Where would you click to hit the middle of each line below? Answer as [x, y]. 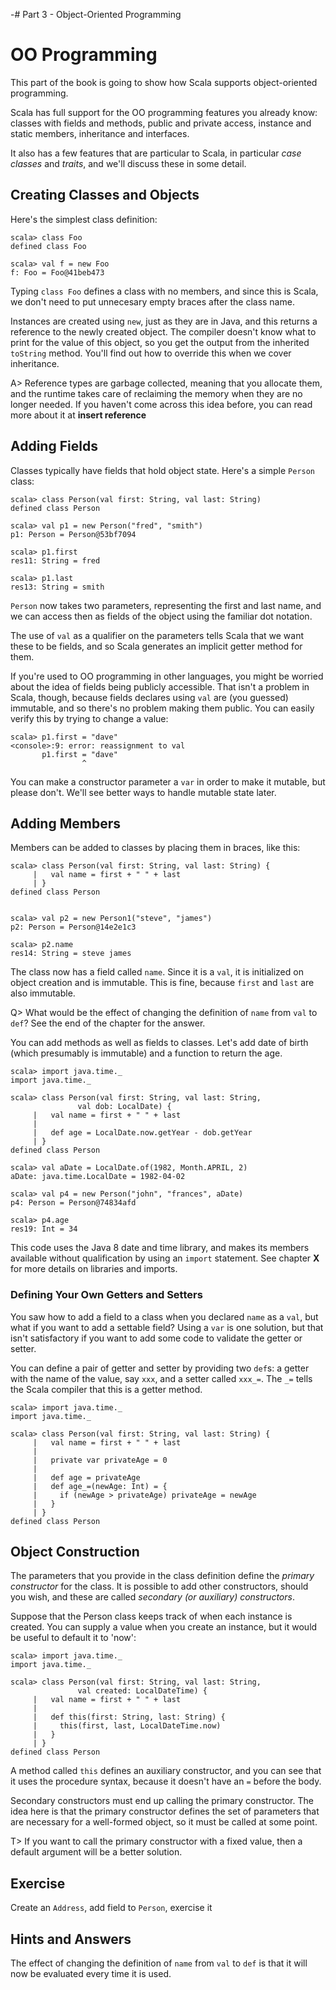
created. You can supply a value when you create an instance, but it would [164, 1627]
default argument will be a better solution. [96, 1852]
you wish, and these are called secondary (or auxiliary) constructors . [152, 1597]
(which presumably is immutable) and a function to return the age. [146, 1053]
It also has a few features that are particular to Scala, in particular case [156, 153]
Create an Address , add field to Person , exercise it [111, 1908]
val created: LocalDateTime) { [142, 1691]
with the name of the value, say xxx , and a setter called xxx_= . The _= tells [161, 1378]
